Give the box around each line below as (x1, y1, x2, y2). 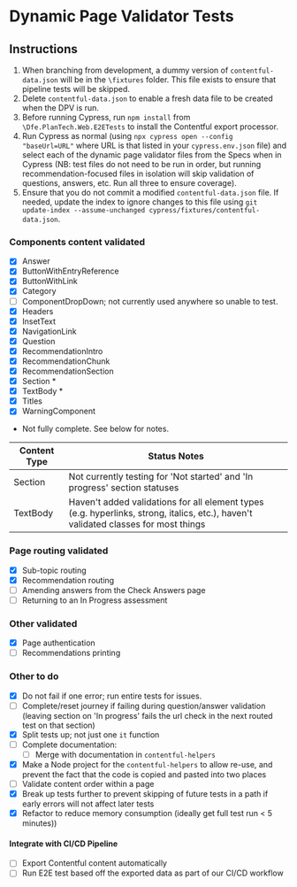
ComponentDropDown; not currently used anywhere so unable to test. (21, 296, 278, 306)
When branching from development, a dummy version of (21, 65, 229, 75)
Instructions (9, 42, 78, 57)
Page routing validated (9, 544, 109, 557)
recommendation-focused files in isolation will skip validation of (21, 168, 255, 179)
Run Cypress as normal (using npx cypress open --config (21, 131, 233, 141)
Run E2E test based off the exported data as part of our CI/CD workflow (21, 868, 285, 878)
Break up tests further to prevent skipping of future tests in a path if (21, 789, 269, 798)
